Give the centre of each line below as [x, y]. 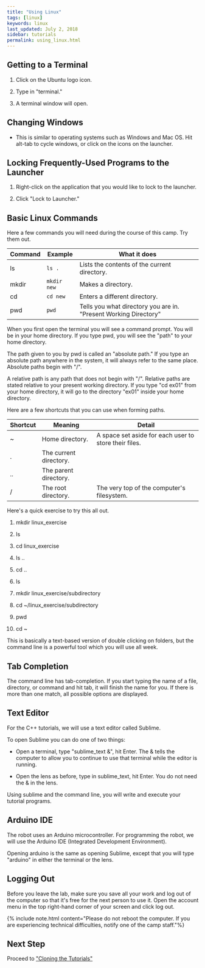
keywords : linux [27, 23]
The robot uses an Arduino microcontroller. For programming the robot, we [100, 835]
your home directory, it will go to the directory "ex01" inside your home [96, 392]
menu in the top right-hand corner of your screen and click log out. [91, 906]
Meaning [66, 425]
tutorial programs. [30, 801]
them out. [19, 239]
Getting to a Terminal [47, 65]
